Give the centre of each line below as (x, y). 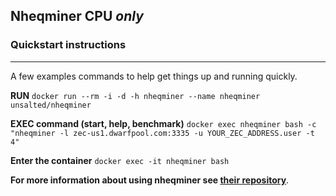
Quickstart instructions (68, 45)
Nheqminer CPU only (77, 16)
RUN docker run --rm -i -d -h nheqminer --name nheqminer (135, 95)
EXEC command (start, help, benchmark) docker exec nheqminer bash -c (163, 123)
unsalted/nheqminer (51, 105)
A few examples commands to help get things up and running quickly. (154, 76)
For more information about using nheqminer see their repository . (150, 180)
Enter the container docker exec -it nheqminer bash (120, 160)
